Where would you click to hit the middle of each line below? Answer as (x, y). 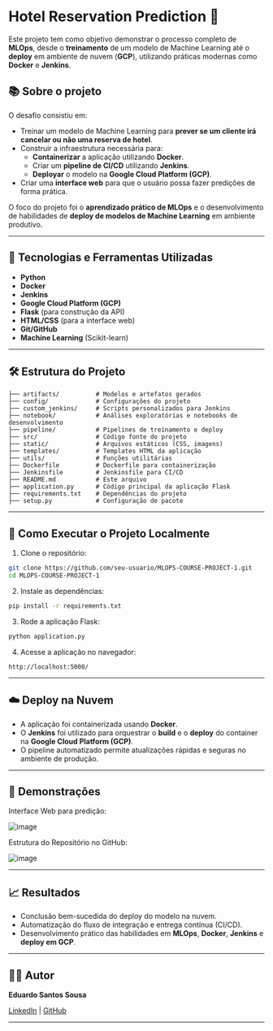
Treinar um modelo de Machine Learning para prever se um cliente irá (138, 131)
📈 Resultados (44, 892)
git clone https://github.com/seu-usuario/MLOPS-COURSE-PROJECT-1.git (130, 568)
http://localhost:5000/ (49, 667)
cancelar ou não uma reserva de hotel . (86, 139)
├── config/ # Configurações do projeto (100, 401)
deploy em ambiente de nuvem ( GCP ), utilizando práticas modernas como (133, 56)
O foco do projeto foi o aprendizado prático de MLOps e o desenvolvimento (136, 207)
